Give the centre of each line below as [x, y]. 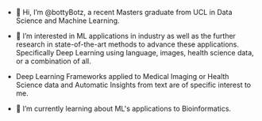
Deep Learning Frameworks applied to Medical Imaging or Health [122, 76]
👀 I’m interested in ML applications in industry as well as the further [126, 36]
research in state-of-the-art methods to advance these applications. [127, 44]
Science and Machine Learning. [68, 21]
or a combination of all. [53, 61]
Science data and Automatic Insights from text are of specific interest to [133, 85]
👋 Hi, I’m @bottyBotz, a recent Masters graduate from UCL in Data [124, 12]
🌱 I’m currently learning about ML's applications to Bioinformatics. [123, 108]
